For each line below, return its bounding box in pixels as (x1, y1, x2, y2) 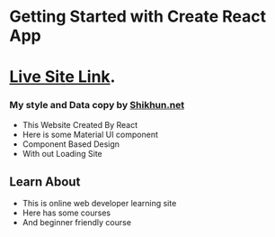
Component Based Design (22, 138, 120, 150)
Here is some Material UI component (22, 129, 159, 140)
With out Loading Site (22, 148, 103, 159)
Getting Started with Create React (9, 6, 267, 27)
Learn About (9, 174, 81, 190)
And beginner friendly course (22, 217, 132, 228)
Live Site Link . (9, 67, 116, 87)
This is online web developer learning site (22, 198, 177, 209)
